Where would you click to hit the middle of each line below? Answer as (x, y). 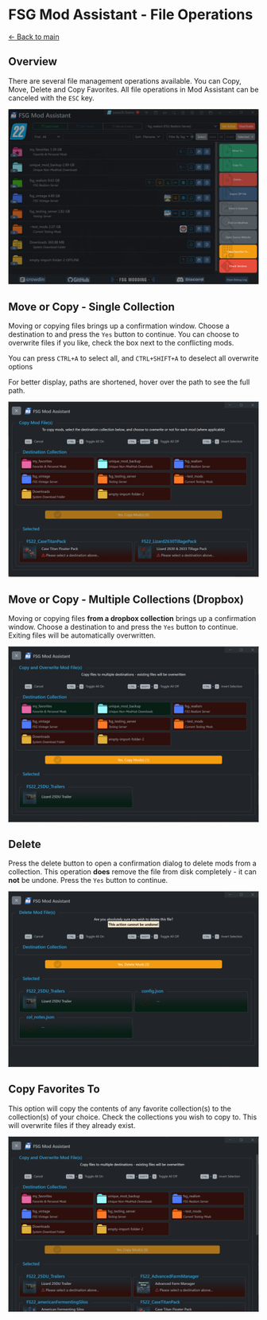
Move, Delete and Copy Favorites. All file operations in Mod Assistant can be (133, 89)
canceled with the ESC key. (52, 98)
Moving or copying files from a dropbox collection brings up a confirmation (132, 619)
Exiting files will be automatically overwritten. (82, 635)
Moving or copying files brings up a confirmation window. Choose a (119, 326)
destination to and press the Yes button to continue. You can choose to (124, 334)
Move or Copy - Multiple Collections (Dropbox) (126, 599)
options (21, 366)
